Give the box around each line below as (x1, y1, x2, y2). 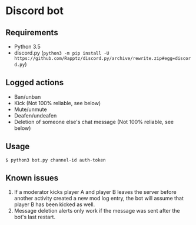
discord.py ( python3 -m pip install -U (14, 49, 109, 56)
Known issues (5, 173, 59, 183)
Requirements (5, 28, 58, 38)
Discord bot (5, 4, 64, 18)
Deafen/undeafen (14, 112, 57, 119)
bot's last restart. (14, 213, 56, 221)
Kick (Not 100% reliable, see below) (14, 99, 101, 106)
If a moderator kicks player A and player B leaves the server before (14, 189, 177, 196)
